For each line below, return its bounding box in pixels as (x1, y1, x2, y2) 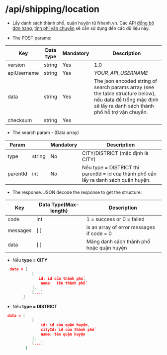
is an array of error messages (86, 224, 156, 231)
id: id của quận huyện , (40, 322, 90, 327)
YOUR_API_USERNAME (94, 69, 148, 76)
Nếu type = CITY (12, 257, 48, 263)
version (7, 61, 25, 68)
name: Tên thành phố (40, 280, 85, 286)
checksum (7, 117, 32, 123)
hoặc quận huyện (86, 244, 127, 251)
